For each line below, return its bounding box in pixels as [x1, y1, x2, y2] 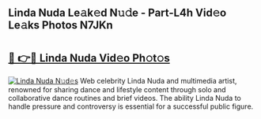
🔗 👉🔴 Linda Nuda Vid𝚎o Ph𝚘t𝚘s [8, 51, 170, 65]
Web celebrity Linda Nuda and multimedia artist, [80, 76, 237, 85]
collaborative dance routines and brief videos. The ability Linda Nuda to [8, 94, 241, 102]
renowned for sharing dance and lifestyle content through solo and [8, 85, 226, 94]
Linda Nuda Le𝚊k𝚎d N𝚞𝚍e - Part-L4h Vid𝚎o [8, 6, 227, 20]
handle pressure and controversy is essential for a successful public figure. [8, 102, 254, 111]
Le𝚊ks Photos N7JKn [8, 19, 113, 32]
